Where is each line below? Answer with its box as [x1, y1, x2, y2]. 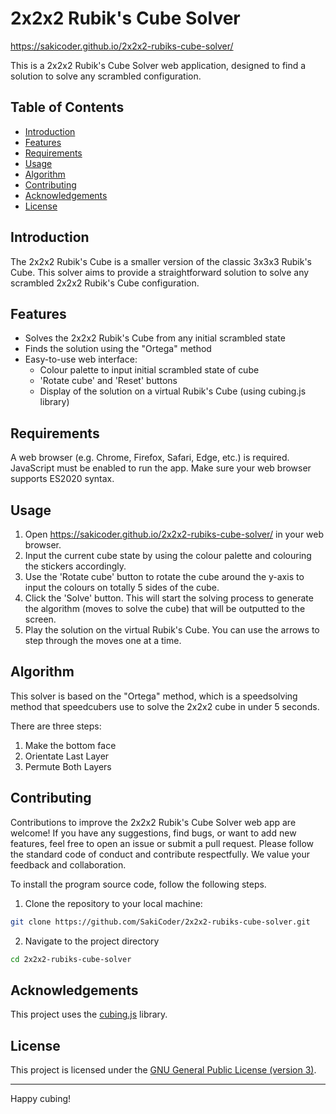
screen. [24, 613, 57, 625]
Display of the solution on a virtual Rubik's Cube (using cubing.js [39, 385, 307, 397]
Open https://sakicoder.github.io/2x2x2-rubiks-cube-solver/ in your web [24, 528, 325, 540]
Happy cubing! [10, 1093, 72, 1104]
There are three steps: [10, 720, 102, 732]
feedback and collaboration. [10, 858, 127, 871]
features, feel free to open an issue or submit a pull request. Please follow [10, 837, 315, 849]
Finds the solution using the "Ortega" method [24, 343, 212, 355]
